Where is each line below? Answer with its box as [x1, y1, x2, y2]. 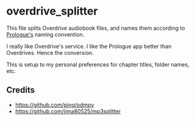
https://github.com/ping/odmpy [15, 101, 94, 108]
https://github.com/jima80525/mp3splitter [15, 108, 121, 115]
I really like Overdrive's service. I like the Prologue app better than [6, 43, 172, 50]
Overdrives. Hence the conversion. [6, 49, 94, 56]
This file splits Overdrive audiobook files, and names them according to [6, 24, 185, 32]
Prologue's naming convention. [6, 30, 85, 38]
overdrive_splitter [6, 4, 98, 18]
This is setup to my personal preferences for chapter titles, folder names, [6, 61, 190, 68]
